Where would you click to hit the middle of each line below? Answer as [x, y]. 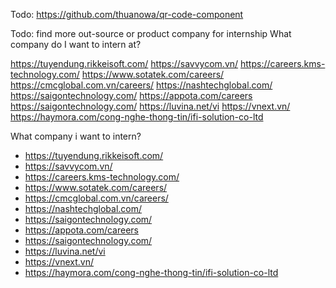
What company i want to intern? [76, 136]
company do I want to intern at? [76, 44]
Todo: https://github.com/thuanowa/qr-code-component [127, 14]
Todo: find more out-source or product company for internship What [151, 33]
